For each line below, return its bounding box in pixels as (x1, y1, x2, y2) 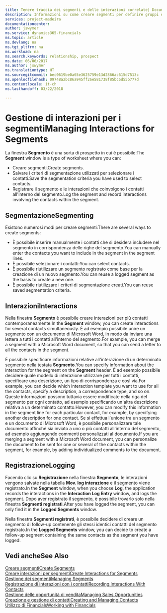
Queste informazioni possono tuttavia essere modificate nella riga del (5, 394, 148, 400)
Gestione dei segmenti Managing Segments (5, 576, 93, 582)
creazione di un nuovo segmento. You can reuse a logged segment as (12, 271, 155, 277)
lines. (12, 255, 24, 261)
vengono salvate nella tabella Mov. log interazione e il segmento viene (5, 480, 150, 486)
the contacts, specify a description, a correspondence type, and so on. (5, 388, 151, 395)
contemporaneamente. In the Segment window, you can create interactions (5, 320, 159, 326)
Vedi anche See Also (5, 552, 69, 560)
